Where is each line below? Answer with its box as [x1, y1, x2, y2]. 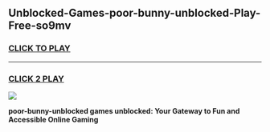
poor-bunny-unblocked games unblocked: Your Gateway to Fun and [8, 106, 240, 115]
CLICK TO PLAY [8, 43, 71, 54]
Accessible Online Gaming [8, 114, 99, 124]
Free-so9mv [8, 19, 72, 33]
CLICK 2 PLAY [8, 73, 64, 84]
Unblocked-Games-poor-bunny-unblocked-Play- [8, 6, 261, 20]
